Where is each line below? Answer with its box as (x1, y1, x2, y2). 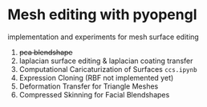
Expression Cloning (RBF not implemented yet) (18, 73, 174, 82)
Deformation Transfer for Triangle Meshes (18, 81, 159, 91)
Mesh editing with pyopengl (7, 6, 197, 24)
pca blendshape (18, 47, 73, 57)
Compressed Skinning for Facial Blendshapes (18, 89, 170, 99)
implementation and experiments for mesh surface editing (7, 32, 200, 42)
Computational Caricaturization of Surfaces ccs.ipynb (18, 64, 197, 73)
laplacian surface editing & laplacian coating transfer (18, 56, 193, 65)
